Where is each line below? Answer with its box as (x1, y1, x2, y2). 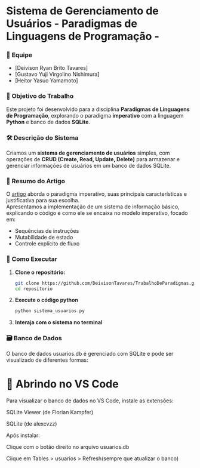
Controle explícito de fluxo (14, 240, 80, 247)
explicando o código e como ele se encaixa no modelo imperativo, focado (6, 210, 188, 217)
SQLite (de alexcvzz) (6, 420, 57, 427)
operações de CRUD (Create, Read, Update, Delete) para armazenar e (6, 156, 180, 163)
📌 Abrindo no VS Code (6, 377, 119, 390)
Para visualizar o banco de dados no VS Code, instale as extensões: (6, 397, 174, 404)
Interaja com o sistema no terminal (14, 319, 103, 326)
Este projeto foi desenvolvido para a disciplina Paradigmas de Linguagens (6, 106, 190, 113)
